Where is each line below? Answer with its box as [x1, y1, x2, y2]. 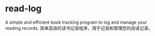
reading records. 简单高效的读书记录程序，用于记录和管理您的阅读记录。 [5, 25, 153, 31]
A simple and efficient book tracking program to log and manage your [5, 19, 147, 25]
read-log [5, 3, 42, 14]
